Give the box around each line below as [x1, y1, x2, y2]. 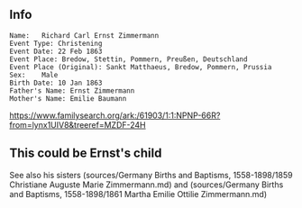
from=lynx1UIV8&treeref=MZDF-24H [9, 119, 146, 130]
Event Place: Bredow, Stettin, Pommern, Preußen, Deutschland [9, 54, 248, 64]
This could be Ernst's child [9, 146, 162, 161]
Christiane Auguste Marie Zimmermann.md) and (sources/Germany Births [9, 179, 284, 190]
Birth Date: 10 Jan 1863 [9, 78, 103, 87]
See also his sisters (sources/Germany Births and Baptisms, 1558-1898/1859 [9, 169, 293, 180]
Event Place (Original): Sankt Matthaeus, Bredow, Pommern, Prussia [9, 62, 272, 71]
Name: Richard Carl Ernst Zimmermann [9, 31, 160, 40]
